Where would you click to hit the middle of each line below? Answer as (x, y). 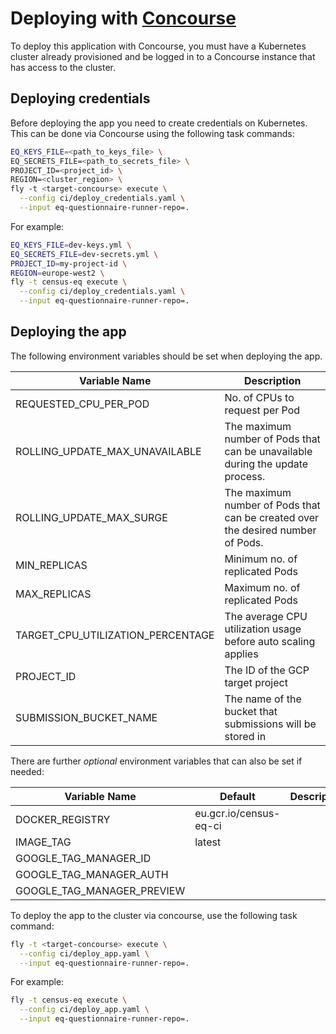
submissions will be (270, 724)
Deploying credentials (80, 98)
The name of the (263, 699)
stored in (245, 736)
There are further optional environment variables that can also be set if (156, 761)
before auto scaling (270, 641)
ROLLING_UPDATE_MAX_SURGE (91, 517)
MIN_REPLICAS (51, 565)
